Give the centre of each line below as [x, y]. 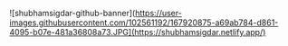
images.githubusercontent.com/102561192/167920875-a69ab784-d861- [144, 23]
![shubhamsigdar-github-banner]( [72, 13]
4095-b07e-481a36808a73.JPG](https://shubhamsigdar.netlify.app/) [138, 32]
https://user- [158, 13]
